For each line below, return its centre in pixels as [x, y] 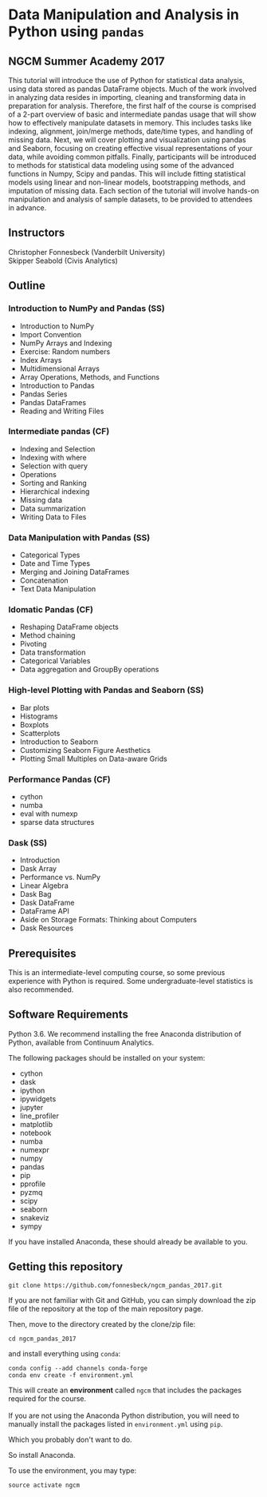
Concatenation [44, 580]
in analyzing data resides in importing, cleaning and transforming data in [127, 97]
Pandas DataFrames [53, 402]
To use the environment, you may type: [73, 1470]
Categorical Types [50, 555]
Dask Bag [35, 894]
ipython [32, 1090]
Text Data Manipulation [58, 589]
